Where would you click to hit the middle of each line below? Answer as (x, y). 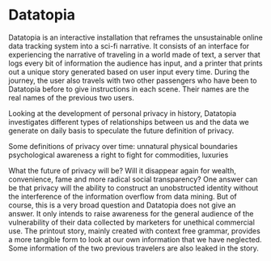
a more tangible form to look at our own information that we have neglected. (135, 239)
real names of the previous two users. (72, 97)
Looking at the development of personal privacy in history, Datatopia (123, 113)
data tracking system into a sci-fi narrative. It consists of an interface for (129, 45)
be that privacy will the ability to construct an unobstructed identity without (133, 187)
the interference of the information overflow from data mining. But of (123, 196)
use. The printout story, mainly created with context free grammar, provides (134, 231)
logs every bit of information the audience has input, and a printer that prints (135, 63)
